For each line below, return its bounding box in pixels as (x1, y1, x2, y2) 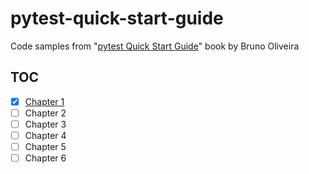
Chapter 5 (24, 141, 67, 152)
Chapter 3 (24, 118, 67, 130)
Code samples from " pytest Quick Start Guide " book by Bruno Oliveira (10, 40, 300, 52)
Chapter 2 (24, 107, 67, 119)
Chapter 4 (24, 129, 67, 141)
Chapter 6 (24, 152, 67, 164)
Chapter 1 (24, 95, 65, 107)
